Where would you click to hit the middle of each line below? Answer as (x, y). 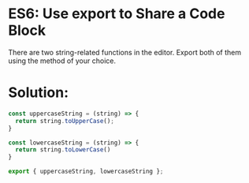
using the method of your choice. (62, 61)
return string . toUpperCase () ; (65, 121)
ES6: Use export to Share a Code (117, 14)
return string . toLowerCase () (63, 150)
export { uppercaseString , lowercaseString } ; (86, 172)
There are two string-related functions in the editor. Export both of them (125, 52)
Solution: (39, 93)
